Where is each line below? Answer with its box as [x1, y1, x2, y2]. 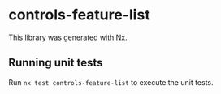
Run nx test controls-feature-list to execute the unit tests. [8, 77, 214, 87]
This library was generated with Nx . [8, 32, 128, 42]
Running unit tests [8, 56, 103, 70]
